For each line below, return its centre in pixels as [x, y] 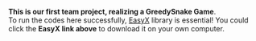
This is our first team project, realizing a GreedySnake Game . [112, 12]
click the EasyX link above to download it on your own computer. [117, 29]
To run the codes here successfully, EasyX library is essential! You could [128, 20]
